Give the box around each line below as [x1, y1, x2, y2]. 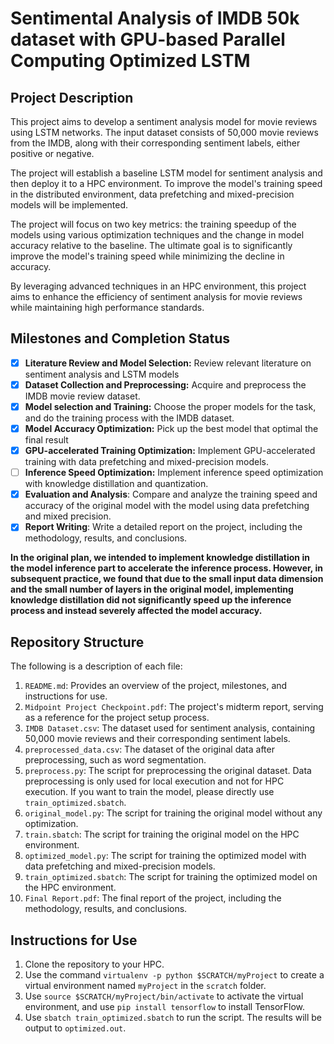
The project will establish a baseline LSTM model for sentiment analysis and [10, 167, 323, 179]
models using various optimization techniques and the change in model [10, 229, 305, 241]
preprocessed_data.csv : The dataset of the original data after [24, 743, 275, 756]
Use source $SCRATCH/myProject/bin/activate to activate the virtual [24, 990, 304, 1002]
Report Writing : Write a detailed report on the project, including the [24, 521, 303, 533]
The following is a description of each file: [10, 660, 183, 672]
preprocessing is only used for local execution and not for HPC [24, 775, 285, 787]
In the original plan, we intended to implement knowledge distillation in [10, 552, 310, 564]
